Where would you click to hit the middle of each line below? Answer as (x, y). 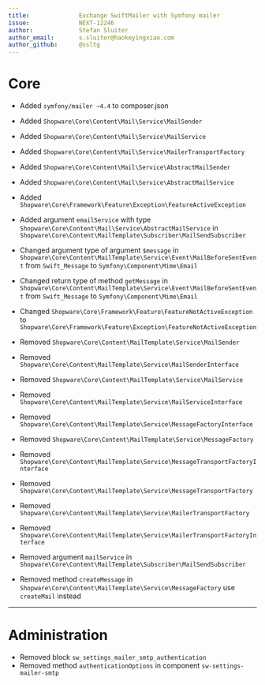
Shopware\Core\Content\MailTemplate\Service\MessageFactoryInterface (136, 425)
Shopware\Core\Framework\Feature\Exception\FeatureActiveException (132, 205)
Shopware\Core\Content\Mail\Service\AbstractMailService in (119, 228)
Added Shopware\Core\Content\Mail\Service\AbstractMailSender (125, 167)
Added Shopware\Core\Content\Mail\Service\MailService (113, 137)
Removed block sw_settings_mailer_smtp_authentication (113, 657)
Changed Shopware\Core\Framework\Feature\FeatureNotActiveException (136, 312)
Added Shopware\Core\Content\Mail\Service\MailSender (111, 121)
